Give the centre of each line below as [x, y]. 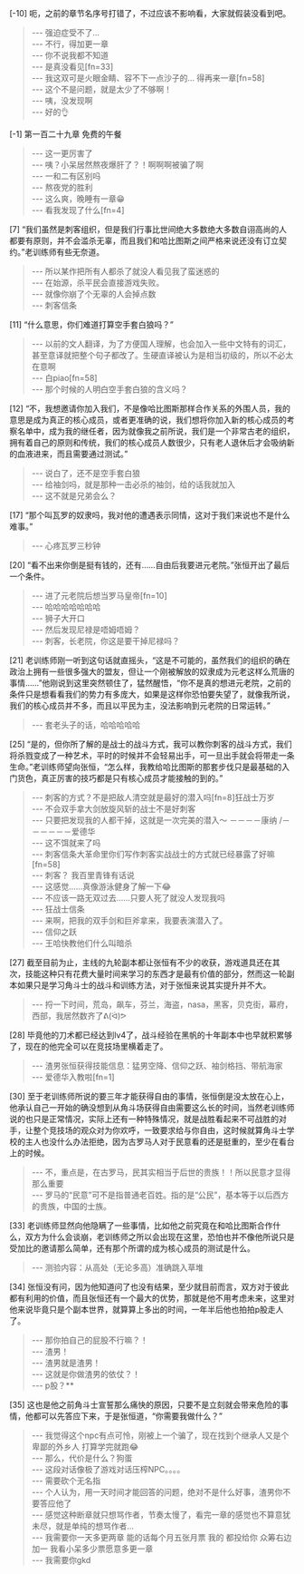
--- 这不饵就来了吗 [66, 843]
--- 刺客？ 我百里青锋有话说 [83, 875]
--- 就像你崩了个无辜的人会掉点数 [94, 294]
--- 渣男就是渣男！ [66, 1363]
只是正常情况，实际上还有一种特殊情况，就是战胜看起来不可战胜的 [156, 1119]
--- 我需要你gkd [61, 1560]
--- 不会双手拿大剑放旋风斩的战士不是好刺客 [114, 809]
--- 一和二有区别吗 [66, 176]
